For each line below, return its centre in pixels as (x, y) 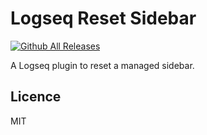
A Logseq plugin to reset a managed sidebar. (102, 65)
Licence (36, 97)
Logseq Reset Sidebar (103, 18)
